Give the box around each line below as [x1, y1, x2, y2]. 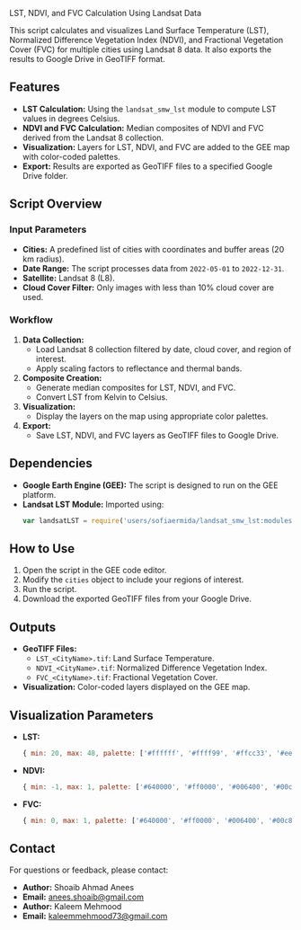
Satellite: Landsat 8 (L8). [22, 272, 115, 283]
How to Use [9, 541, 75, 556]
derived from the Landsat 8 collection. [22, 132, 164, 143]
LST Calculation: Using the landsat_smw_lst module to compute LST [22, 103, 277, 114]
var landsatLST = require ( [22, 516, 124, 525]
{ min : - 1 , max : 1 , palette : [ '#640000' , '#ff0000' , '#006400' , [22, 782, 269, 792]
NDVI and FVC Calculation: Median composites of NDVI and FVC [22, 122, 265, 133]
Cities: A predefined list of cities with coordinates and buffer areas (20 [22, 244, 285, 254]
